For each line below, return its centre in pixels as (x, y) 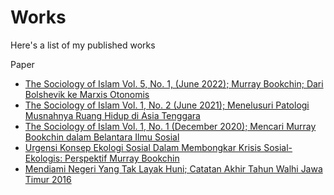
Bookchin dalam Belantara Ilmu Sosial (102, 137)
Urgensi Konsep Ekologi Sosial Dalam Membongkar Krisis (143, 147)
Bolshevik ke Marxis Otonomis (87, 94)
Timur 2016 (48, 179)
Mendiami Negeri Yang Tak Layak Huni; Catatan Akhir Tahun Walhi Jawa (173, 168)
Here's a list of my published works (83, 45)
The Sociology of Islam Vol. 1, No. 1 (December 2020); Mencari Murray (170, 126)
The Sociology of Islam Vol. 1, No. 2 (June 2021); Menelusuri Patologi (167, 105)
